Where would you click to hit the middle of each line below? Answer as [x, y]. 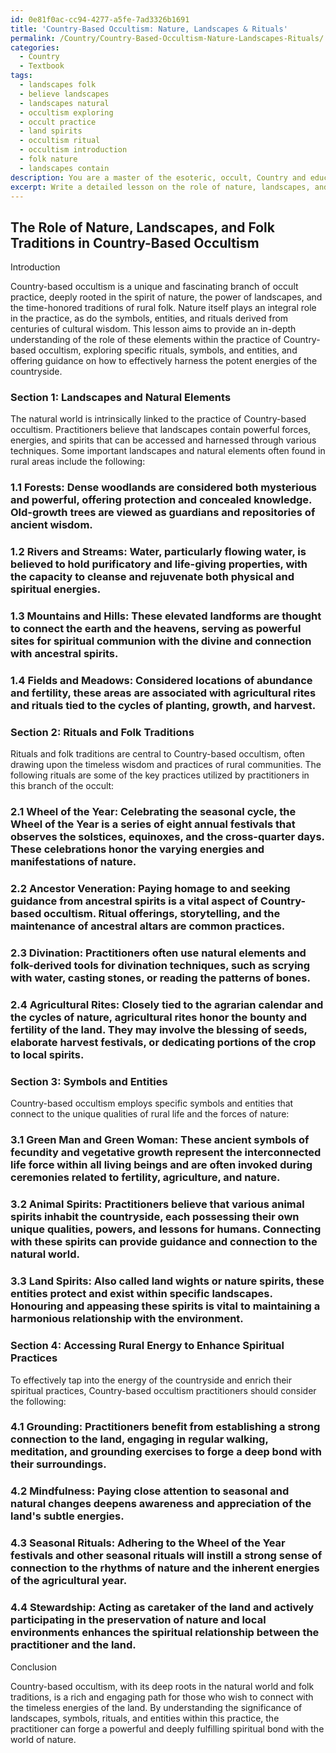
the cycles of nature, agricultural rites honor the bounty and [158, 1018]
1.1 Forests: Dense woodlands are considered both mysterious [164, 488]
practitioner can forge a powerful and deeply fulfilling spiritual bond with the [167, 1728]
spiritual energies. [56, 589]
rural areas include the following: [78, 462]
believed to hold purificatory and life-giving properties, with [159, 564]
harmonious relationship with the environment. [127, 1319]
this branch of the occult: [62, 786]
